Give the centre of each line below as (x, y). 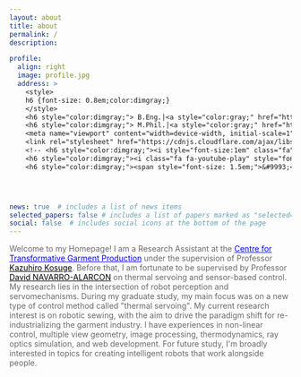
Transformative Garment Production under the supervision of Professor (141, 258)
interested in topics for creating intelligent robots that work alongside (137, 354)
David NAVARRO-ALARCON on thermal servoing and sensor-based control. (148, 278)
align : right (42, 67)
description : (34, 43)
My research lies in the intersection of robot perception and (119, 287)
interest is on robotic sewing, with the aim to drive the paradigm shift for (142, 315)
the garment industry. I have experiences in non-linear (163, 325)
